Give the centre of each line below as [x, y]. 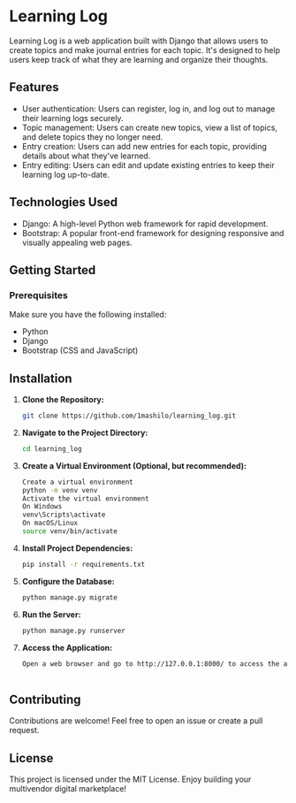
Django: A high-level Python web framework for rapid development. [145, 224]
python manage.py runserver [73, 631]
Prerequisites [38, 295]
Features [34, 87]
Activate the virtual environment [85, 498]
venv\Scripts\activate [64, 515]
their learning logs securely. [72, 118]
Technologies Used [63, 202]
